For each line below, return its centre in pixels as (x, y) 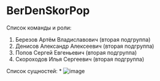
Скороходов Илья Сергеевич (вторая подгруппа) (80, 59)
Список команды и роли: (39, 28)
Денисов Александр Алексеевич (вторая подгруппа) (85, 46)
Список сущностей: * (34, 71)
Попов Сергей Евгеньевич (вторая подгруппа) (76, 52)
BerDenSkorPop (48, 11)
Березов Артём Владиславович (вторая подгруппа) (83, 39)
